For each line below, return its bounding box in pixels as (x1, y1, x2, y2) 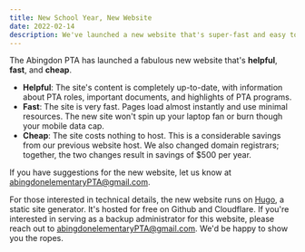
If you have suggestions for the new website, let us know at (9, 167, 231, 178)
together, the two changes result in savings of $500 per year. (22, 150, 252, 160)
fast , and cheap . (9, 64, 73, 75)
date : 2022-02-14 (9, 22, 75, 31)
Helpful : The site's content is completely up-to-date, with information (22, 82, 283, 93)
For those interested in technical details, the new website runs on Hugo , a (9, 194, 284, 205)
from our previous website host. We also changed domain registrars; (22, 140, 280, 150)
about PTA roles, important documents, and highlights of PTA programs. (22, 92, 292, 102)
